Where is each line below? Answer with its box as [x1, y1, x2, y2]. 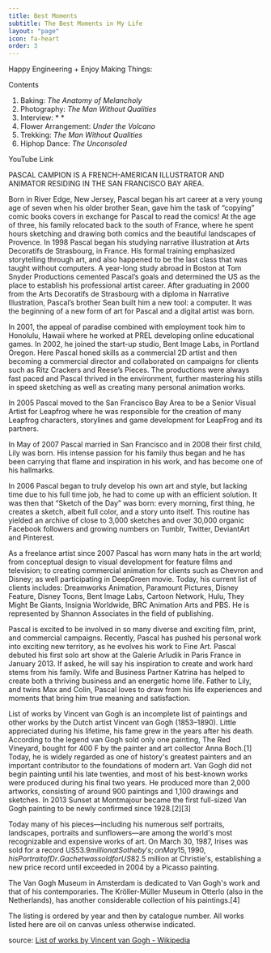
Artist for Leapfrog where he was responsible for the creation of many [8, 407, 242, 417]
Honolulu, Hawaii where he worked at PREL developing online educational [8, 331, 255, 340]
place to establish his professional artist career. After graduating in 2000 [8, 280, 250, 290]
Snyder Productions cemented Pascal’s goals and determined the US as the [8, 272, 260, 282]
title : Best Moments [8, 11, 78, 20]
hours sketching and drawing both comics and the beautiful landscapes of [8, 229, 256, 239]
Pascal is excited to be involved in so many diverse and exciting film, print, [8, 625, 256, 635]
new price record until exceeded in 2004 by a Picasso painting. [8, 862, 219, 872]
